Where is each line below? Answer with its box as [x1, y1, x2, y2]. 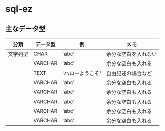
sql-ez [5, 3, 33, 15]
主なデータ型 [5, 24, 46, 33]
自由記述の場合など [106, 70, 152, 77]
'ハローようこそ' [62, 70, 102, 77]
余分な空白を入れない [106, 51, 157, 57]
